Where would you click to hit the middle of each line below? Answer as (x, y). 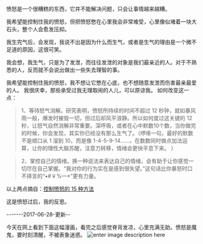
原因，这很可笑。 (43, 49)
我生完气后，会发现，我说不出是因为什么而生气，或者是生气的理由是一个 (96, 42)
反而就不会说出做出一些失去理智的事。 (75, 70)
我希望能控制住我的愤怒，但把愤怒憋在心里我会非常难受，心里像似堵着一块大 (101, 22)
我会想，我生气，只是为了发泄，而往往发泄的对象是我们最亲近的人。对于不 (99, 62)
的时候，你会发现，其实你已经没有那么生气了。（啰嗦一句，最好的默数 (107, 133)
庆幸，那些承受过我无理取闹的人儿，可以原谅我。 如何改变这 (109, 90)
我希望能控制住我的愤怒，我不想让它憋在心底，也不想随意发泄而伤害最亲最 (99, 83)
